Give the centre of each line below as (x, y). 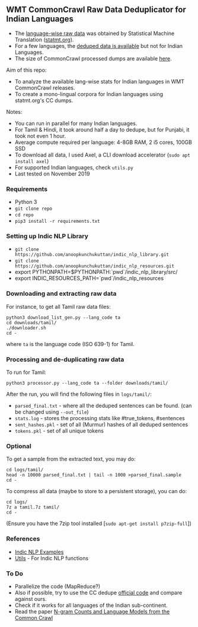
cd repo (24, 215)
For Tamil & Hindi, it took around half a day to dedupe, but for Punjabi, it (102, 129)
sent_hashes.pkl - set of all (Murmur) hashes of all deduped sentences (101, 424)
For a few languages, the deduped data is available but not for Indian (98, 46)
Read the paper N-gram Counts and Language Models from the (92, 611)
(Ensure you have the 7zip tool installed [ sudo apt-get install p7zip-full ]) (99, 523)
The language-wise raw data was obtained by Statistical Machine (95, 33)
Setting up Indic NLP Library (47, 236)
